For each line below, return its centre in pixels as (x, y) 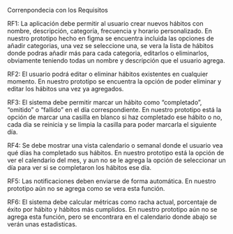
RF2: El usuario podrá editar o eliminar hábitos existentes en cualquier (108, 74)
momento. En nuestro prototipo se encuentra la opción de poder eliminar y (114, 81)
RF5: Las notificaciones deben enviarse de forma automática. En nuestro (112, 181)
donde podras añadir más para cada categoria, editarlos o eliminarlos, (108, 53)
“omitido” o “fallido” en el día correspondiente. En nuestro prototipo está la (114, 110)
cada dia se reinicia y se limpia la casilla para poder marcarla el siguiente (112, 124)
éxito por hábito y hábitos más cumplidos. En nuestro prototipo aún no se (112, 209)
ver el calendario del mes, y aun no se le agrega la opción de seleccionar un (117, 160)
